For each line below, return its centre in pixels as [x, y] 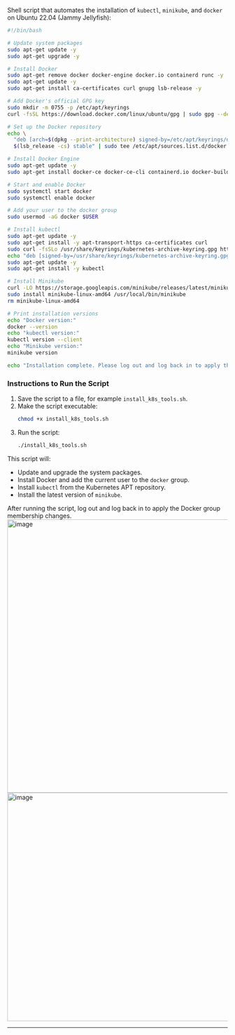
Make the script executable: [57, 406]
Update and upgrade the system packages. [80, 472]
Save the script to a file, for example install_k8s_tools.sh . [102, 399]
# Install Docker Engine [43, 159]
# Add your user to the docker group [62, 211]
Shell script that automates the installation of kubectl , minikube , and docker [115, 10]
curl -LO [20, 288]
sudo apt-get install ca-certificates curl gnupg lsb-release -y [104, 88]
